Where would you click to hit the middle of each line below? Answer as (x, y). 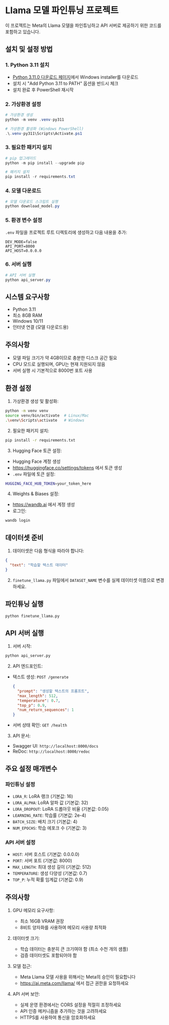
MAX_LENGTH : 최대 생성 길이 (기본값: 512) (52, 867)
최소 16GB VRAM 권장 (42, 921)
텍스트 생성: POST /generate (41, 677)
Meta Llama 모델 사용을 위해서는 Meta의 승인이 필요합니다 (78, 977)
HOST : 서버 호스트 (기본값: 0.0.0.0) (46, 854)
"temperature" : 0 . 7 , (39, 701)
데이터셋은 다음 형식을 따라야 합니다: (48, 551)
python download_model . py (32, 206)
